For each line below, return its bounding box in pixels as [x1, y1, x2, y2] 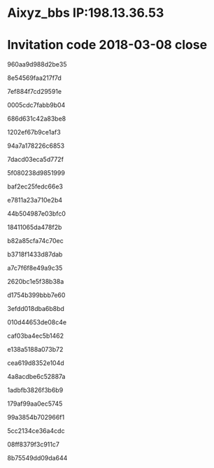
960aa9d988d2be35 [7, 60, 67, 69]
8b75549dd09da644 [7, 454, 68, 462]
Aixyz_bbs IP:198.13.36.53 [7, 5, 164, 21]
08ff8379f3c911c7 [7, 440, 59, 449]
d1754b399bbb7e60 [7, 291, 66, 299]
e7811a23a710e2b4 [7, 196, 63, 205]
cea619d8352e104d [7, 359, 64, 367]
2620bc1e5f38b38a [7, 277, 64, 286]
